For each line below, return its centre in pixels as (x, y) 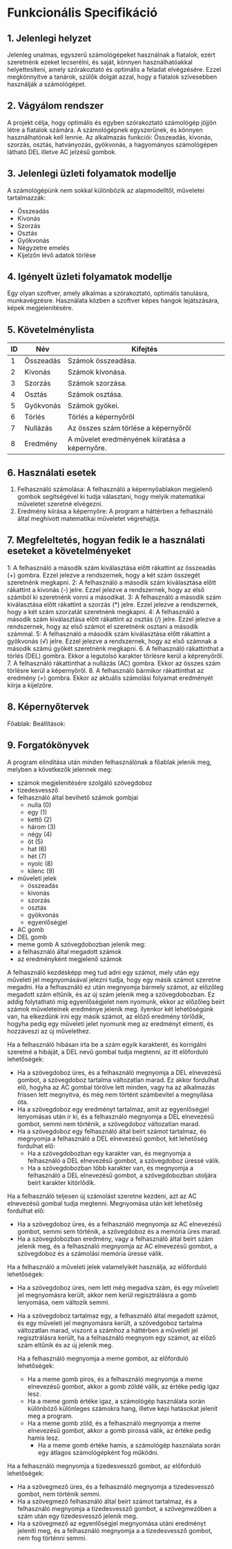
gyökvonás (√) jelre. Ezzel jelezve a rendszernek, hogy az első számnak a (112, 641)
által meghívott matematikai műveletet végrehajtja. (89, 519)
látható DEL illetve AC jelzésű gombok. (62, 152)
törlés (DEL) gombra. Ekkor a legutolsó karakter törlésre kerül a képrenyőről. (115, 656)
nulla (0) (39, 805)
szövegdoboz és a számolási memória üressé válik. (90, 1253)
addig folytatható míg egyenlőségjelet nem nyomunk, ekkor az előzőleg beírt (116, 1001)
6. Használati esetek (52, 472)
